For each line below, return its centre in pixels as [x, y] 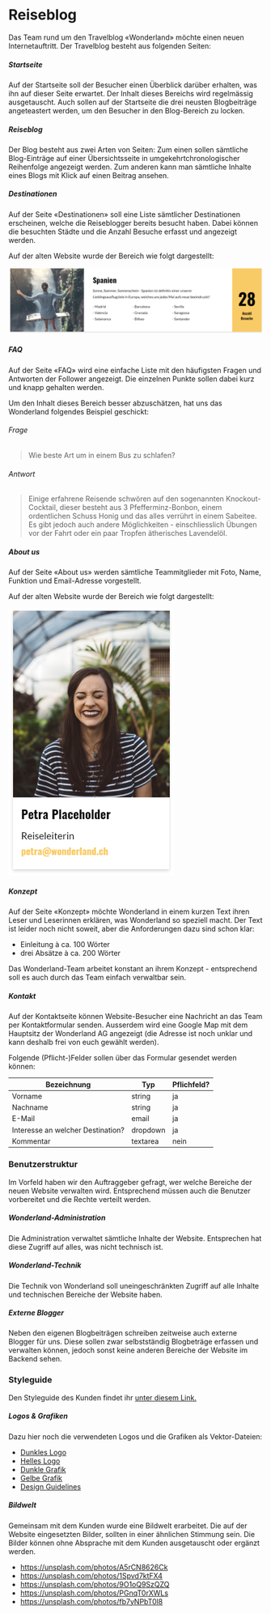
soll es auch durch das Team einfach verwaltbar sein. [97, 978]
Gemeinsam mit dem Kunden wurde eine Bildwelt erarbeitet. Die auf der [128, 1525]
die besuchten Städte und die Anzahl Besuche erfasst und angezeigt [123, 231]
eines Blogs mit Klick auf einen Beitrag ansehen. [89, 175]
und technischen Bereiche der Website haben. [86, 1294]
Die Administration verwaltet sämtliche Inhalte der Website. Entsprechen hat [135, 1238]
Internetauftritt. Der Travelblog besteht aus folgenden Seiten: [110, 45]
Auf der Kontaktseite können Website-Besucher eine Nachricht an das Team [135, 1017]
